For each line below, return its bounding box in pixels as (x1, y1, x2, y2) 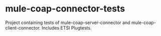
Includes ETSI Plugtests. (42, 24, 92, 30)
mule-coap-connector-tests (5, 3, 125, 14)
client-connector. (5, 24, 41, 30)
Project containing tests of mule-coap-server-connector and (5, 19, 130, 25)
